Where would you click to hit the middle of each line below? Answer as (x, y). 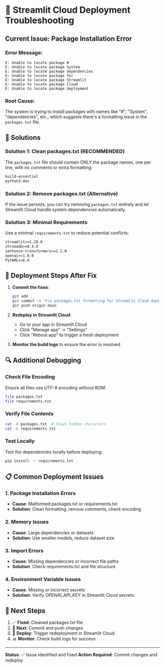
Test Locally (20, 441)
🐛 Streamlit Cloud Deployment (68, 10)
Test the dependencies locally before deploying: (54, 452)
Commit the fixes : (31, 288)
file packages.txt (24, 397)
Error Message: (24, 53)
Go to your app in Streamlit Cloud (53, 324)
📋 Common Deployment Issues (55, 477)
